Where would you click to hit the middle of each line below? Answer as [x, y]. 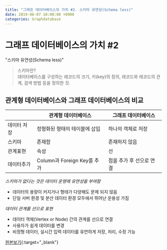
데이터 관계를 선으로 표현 [29, 209]
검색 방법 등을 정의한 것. [47, 83]
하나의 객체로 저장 [128, 129]
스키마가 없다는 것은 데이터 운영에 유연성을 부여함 [53, 181]
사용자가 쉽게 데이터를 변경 [38, 226]
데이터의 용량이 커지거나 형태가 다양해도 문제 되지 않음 [65, 192]
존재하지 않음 [123, 142]
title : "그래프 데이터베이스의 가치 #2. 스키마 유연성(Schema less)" [69, 10]
